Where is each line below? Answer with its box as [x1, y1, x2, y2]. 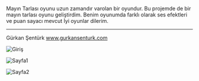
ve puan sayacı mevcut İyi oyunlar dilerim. [6, 18, 108, 24]
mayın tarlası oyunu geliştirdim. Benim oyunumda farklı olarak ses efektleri [6, 11, 188, 18]
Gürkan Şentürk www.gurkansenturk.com [6, 35, 108, 41]
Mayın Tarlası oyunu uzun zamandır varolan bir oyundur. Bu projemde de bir [6, 5, 191, 12]
